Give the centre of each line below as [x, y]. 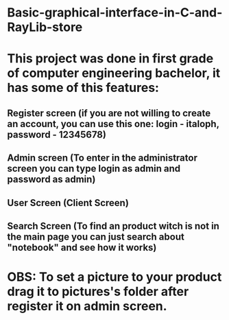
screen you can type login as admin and [94, 169]
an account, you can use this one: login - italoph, [113, 124]
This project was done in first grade [110, 59]
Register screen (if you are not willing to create [109, 113]
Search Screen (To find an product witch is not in [113, 226]
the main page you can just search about [96, 237]
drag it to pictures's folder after [98, 292]
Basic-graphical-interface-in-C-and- [115, 13]
